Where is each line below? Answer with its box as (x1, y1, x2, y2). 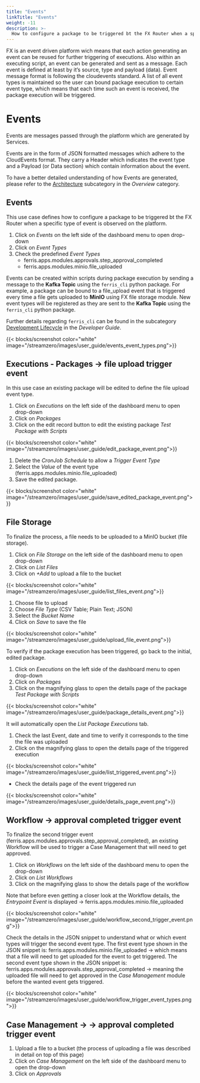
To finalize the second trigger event (6, 831, 93, 838)
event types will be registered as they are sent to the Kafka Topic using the (6, 299, 190, 307)
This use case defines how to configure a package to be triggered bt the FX (6, 213, 192, 220)
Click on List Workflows (14, 874, 73, 881)
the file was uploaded (14, 738, 68, 745)
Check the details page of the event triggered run (14, 780, 136, 787)
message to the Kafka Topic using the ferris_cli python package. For (6, 280, 180, 288)
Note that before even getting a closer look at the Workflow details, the (6, 892, 180, 899)
